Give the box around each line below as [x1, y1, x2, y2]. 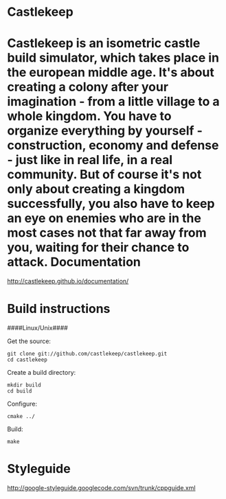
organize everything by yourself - [7, 123, 203, 139]
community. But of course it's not [7, 167, 202, 183]
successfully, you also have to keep [7, 196, 215, 211]
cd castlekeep [7, 356, 48, 364]
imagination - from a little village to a [7, 94, 220, 110]
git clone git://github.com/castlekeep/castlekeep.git [7, 351, 168, 358]
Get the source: [7, 337, 52, 345]
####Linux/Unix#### [7, 324, 69, 332]
